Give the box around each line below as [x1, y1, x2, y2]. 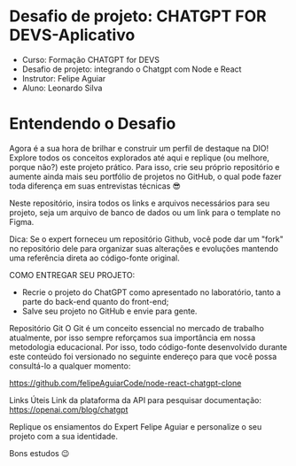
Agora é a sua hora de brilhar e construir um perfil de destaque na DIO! [9, 143, 269, 153]
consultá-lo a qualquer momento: [9, 361, 131, 371]
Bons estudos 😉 [9, 447, 70, 458]
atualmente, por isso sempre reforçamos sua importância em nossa [9, 332, 256, 343]
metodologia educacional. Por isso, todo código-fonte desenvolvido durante [9, 341, 288, 352]
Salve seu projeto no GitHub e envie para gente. [21, 306, 198, 316]
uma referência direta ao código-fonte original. [9, 252, 180, 263]
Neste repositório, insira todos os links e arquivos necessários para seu [9, 198, 270, 208]
